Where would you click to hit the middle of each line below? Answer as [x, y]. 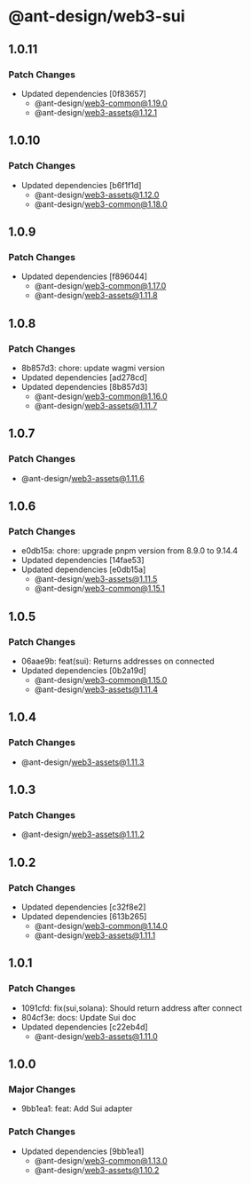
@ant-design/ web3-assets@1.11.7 [96, 405]
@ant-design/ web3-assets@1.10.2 [97, 1170]
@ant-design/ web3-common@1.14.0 [101, 926]
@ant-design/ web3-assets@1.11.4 [96, 689]
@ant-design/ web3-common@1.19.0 [101, 103]
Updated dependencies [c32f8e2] [83, 907]
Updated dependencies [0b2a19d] [84, 671]
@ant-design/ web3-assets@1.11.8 [96, 296]
